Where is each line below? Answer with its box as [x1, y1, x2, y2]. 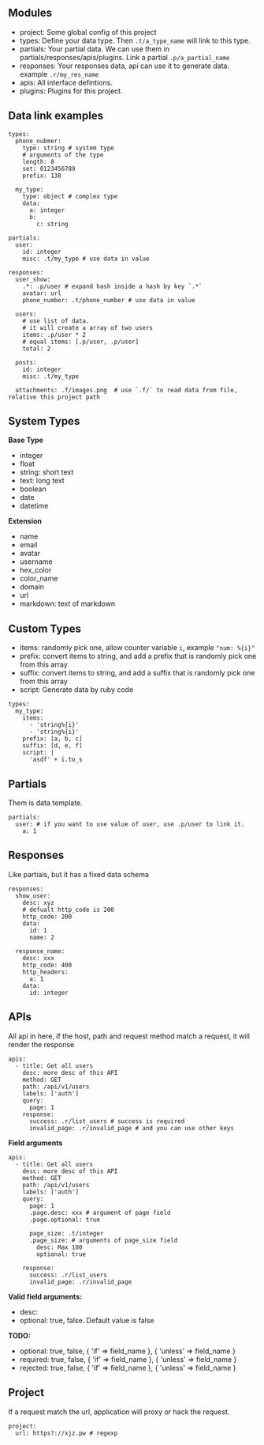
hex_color [19, 566, 52, 575]
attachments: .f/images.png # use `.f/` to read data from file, [15, 386, 238, 394]
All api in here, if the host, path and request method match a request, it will [8, 1031, 251, 1041]
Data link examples [8, 109, 104, 123]
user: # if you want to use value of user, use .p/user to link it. [15, 820, 245, 829]
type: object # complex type [22, 192, 118, 200]
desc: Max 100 [36, 1243, 83, 1251]
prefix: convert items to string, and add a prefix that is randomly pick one [19, 652, 257, 661]
